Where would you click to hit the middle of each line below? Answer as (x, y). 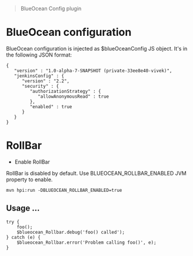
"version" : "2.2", (45, 81)
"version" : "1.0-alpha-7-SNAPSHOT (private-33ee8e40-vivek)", (93, 71)
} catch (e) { (24, 237)
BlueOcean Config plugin (51, 9)
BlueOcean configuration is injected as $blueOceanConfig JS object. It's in (97, 48)
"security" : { (40, 86)
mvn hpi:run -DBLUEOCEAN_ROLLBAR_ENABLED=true (64, 190)
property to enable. (29, 179)
